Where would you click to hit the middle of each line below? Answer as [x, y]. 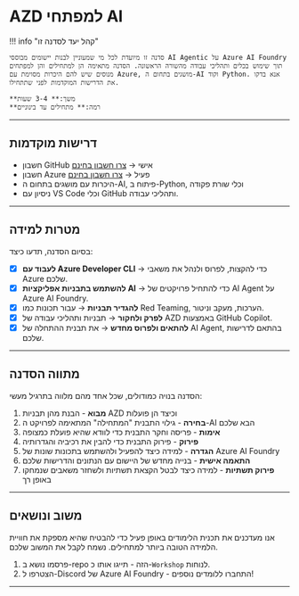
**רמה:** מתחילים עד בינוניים [55, 107]
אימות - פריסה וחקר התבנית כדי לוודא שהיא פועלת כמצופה [121, 432]
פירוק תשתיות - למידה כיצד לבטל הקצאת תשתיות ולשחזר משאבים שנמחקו [148, 469]
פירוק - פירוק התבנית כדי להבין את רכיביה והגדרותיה [110, 441]
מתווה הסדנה [44, 374]
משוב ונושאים [46, 516]
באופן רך [36, 479]
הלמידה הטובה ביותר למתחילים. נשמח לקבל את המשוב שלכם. [113, 547]
